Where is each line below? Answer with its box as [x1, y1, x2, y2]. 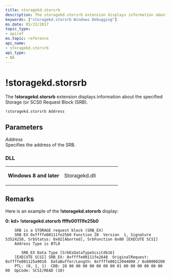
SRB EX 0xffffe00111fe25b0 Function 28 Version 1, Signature [14, 233, 152, 238]
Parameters [5, 123, 43, 132]
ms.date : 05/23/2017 [5, 21, 49, 27]
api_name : [5, 41, 26, 46]
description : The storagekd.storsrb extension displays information [5, 12, 154, 17]
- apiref [5, 31, 24, 36]
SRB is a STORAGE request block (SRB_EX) [14, 228, 103, 233]
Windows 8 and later [8, 172, 60, 179]
